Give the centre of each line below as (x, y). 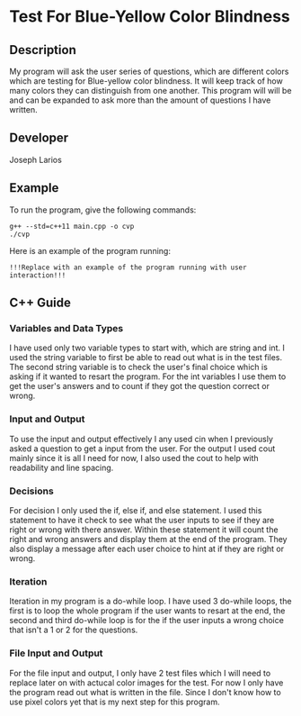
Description (43, 50)
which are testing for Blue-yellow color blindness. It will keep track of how (146, 81)
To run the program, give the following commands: (103, 210)
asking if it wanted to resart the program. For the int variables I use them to (148, 376)
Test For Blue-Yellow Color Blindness (150, 17)
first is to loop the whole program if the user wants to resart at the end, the (147, 611)
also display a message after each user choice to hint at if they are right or (147, 548)
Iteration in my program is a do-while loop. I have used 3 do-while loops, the (150, 602)
